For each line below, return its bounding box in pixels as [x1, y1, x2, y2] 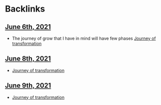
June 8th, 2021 [5, 55, 51, 63]
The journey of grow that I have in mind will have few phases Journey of [12, 35, 156, 41]
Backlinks [5, 3, 45, 15]
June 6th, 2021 [5, 23, 51, 31]
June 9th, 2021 [5, 81, 51, 90]
